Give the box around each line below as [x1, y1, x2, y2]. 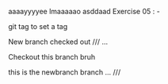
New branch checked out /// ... [8, 37, 109, 46]
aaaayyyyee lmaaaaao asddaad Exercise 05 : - [8, 7, 160, 16]
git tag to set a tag [8, 22, 68, 31]
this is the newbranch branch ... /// [8, 68, 121, 77]
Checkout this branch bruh [8, 53, 96, 61]
